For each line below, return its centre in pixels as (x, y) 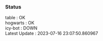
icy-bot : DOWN (21, 28)
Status (13, 7)
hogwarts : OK (20, 23)
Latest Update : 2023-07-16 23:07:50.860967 (51, 34)
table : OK (15, 18)
